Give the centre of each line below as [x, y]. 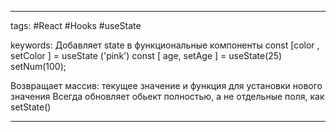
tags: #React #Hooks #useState [76, 25]
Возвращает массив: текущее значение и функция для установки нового [166, 85]
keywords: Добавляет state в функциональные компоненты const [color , [165, 45]
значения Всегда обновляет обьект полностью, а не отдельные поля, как [167, 96]
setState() [31, 107]
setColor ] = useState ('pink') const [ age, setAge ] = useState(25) [146, 55]
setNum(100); [38, 66]
